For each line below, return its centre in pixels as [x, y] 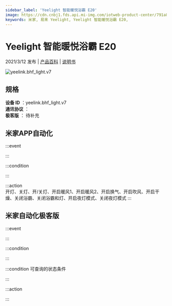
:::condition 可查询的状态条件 [36, 269]
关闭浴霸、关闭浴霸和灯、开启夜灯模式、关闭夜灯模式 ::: [73, 198]
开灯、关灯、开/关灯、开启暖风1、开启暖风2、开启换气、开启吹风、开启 [80, 191]
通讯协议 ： [17, 109]
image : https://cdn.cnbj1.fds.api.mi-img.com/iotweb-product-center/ [81, 15]
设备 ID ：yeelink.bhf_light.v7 [36, 103]
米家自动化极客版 [32, 216]
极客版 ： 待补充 [22, 115]
